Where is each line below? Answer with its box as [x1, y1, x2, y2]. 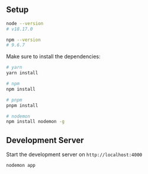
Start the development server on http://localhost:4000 [6, 151, 143, 158]
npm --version [6, 37, 41, 43]
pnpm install [6, 102, 38, 109]
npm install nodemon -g [6, 119, 65, 125]
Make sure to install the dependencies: [6, 53, 101, 60]
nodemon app [6, 163, 36, 169]
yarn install [6, 70, 38, 76]
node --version [6, 20, 44, 26]
